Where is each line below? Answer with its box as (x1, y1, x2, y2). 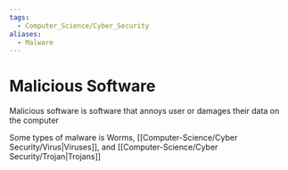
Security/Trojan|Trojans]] (9, 151, 101, 162)
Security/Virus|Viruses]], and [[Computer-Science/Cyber (9, 142, 218, 152)
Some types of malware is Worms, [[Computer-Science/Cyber (9, 133, 238, 143)
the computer (9, 115, 60, 125)
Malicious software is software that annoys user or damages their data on (9, 106, 280, 117)
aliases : (9, 29, 42, 38)
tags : (9, 12, 29, 22)
